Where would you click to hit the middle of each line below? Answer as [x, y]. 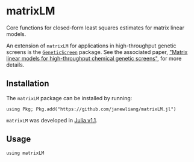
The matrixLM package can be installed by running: [69, 98]
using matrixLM [25, 153]
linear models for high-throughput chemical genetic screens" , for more [94, 58]
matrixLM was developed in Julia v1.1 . [52, 120]
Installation [28, 84]
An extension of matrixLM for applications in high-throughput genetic [91, 46]
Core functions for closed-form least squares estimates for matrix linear [95, 28]
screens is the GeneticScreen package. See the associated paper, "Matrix [97, 52]
